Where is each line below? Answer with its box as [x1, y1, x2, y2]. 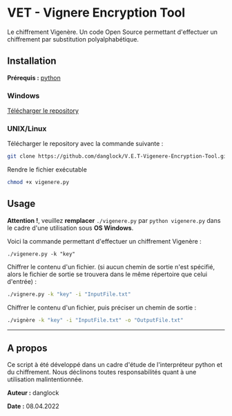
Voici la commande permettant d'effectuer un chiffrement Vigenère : [7, 237, 202, 245]
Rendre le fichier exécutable [7, 165, 88, 174]
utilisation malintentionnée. [7, 375, 84, 383]
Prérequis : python [7, 73, 61, 82]
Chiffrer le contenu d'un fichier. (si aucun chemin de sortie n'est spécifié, [7, 262, 215, 271]
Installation [7, 55, 57, 67]
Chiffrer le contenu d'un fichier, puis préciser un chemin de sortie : [7, 303, 197, 311]
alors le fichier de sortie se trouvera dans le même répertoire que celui [7, 270, 208, 278]
